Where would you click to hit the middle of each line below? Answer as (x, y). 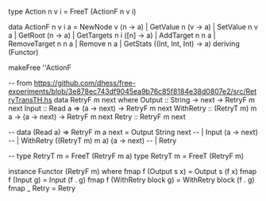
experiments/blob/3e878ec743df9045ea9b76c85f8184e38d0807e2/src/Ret (133, 91)
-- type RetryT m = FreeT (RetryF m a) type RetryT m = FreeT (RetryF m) (126, 156)
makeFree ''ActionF (40, 68)
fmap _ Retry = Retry (42, 188)
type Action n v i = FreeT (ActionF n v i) (72, 12)
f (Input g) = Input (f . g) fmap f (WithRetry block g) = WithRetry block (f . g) (132, 180)
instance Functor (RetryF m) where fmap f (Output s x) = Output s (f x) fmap (133, 171)
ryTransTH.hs (31, 100)
